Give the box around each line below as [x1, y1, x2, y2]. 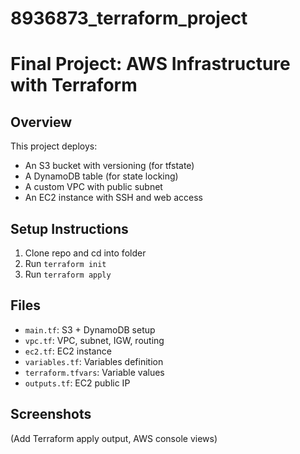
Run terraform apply [24, 268, 112, 280]
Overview [10, 113, 73, 131]
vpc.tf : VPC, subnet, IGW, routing [24, 334, 165, 346]
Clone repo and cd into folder [24, 247, 147, 259]
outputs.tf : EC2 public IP [24, 377, 131, 389]
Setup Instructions [10, 220, 129, 237]
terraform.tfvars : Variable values [24, 366, 165, 378]
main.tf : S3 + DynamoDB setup [24, 323, 156, 336]
